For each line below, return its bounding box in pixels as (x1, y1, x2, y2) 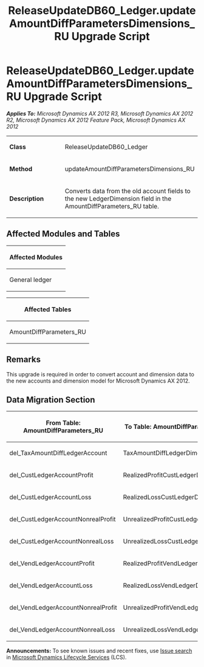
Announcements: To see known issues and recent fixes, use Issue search (6, 647, 192, 655)
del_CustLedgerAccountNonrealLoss (9, 537, 114, 546)
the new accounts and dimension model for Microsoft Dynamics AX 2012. (6, 377, 190, 384)
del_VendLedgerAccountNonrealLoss (9, 626, 115, 634)
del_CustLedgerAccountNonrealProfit (9, 515, 117, 524)
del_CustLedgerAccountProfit (9, 471, 93, 479)
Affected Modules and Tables (6, 229, 120, 239)
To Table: (124, 423, 152, 431)
